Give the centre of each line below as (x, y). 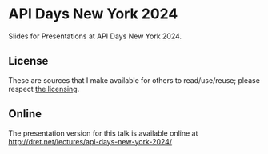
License (28, 61)
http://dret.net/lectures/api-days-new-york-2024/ (90, 141)
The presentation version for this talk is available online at (103, 133)
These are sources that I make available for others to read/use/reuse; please (134, 80)
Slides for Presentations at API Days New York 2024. (95, 36)
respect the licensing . (44, 89)
